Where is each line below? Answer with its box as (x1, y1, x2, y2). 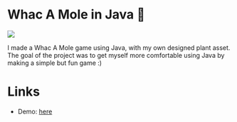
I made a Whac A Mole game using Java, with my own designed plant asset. (7, 43, 231, 52)
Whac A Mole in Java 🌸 (7, 6, 146, 23)
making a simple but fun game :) (7, 59, 102, 67)
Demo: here (17, 107, 53, 116)
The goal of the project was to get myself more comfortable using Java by (7, 51, 225, 59)
